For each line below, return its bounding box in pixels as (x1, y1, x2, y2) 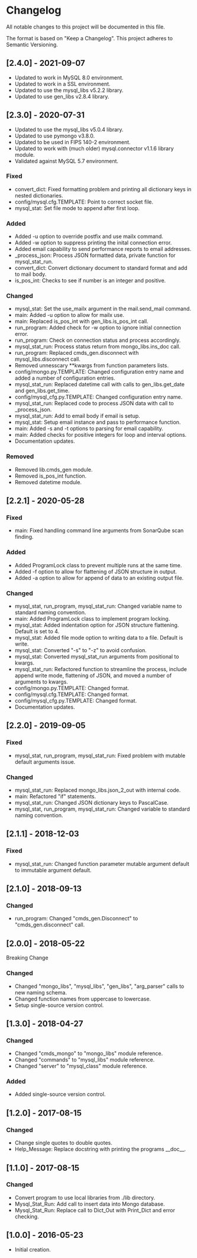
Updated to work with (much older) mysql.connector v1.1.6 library (14, 145, 174, 152)
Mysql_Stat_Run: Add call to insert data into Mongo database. (14, 1200, 165, 1208)
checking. (14, 1213, 40, 1220)
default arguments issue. (14, 758, 76, 765)
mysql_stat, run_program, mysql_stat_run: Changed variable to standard (14, 805, 190, 813)
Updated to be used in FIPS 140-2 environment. (14, 138, 131, 145)
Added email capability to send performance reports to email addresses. (14, 246, 192, 253)
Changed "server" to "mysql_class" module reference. (14, 1063, 147, 1070)
